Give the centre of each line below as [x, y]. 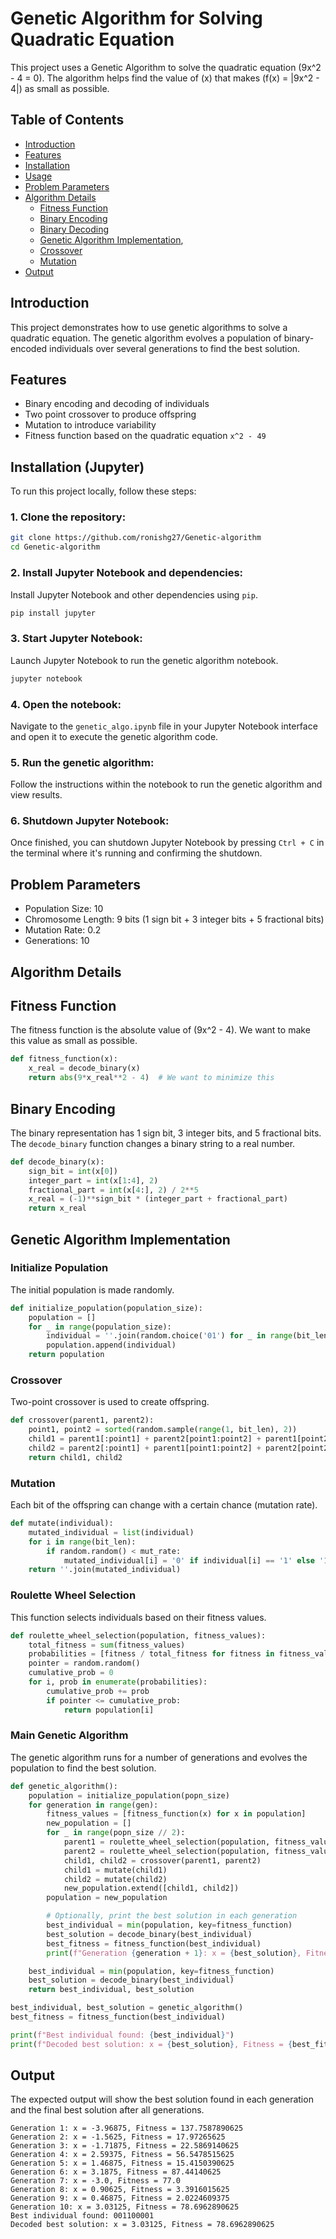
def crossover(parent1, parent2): [82, 1420]
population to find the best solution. [83, 1768]
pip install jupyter [53, 613]
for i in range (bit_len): [82, 1542]
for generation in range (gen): [93, 1805]
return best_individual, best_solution [111, 1990]
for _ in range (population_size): [100, 1327]
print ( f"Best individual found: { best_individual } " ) [122, 2035]
